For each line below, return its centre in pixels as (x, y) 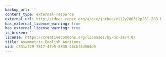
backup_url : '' (21, 10)
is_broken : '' (20, 33)
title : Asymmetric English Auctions (43, 42)
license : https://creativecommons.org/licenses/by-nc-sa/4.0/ (70, 38)
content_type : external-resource (40, 14)
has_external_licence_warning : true (43, 24)
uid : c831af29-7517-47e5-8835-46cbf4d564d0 (51, 47)
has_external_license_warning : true (43, 28)
